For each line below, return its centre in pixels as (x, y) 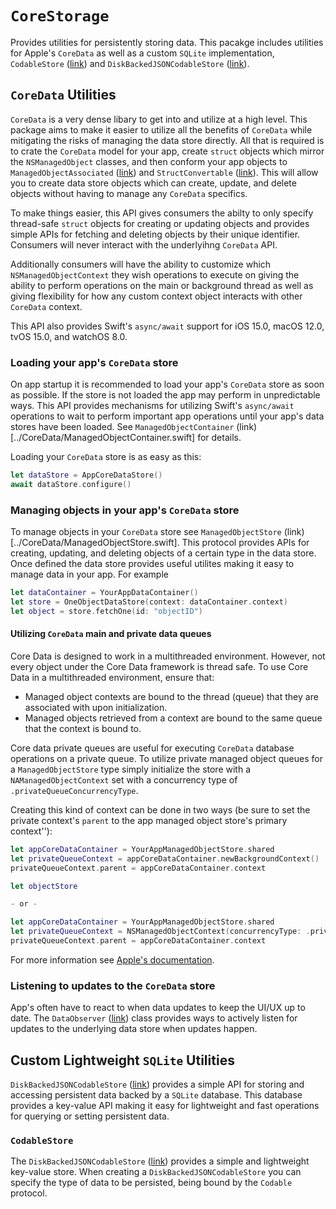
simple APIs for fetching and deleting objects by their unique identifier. (155, 234)
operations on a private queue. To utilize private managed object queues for (166, 758)
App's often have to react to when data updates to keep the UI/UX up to (158, 1008)
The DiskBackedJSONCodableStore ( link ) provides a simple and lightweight (160, 1161)
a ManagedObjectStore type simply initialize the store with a (131, 769)
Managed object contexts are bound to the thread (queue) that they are (171, 696)
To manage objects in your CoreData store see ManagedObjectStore (146, 532)
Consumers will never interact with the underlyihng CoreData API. (144, 244)
